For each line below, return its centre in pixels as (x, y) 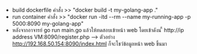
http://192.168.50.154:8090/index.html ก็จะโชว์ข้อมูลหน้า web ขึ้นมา (89, 44)
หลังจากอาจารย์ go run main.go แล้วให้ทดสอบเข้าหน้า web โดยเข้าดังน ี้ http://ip (98, 30)
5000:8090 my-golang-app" (48, 24)
